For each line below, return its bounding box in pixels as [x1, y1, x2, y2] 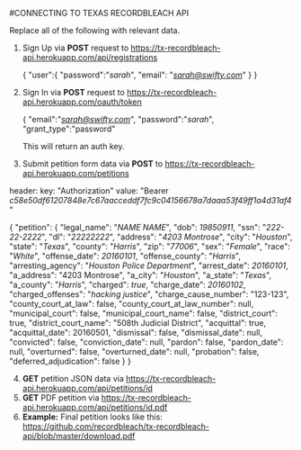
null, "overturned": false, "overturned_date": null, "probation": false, [9, 346, 260, 356]
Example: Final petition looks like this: [22, 411, 164, 422]
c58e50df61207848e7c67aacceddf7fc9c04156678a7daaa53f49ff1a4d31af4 [9, 195, 292, 205]
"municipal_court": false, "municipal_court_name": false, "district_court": [9, 308, 279, 319]
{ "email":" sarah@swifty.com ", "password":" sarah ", [22, 114, 215, 124]
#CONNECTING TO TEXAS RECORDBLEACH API [9, 8, 190, 18]
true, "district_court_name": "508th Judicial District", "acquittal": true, [9, 318, 267, 328]
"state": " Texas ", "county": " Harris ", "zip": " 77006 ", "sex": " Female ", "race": [9, 241, 290, 251]
